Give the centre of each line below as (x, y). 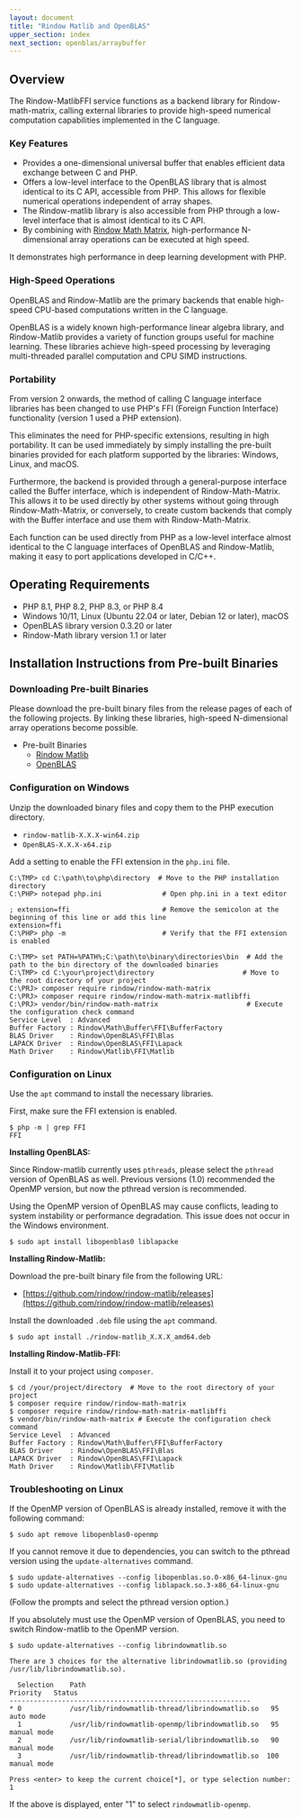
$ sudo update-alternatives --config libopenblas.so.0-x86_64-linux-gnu (148, 1577)
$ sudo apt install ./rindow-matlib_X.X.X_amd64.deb (110, 1337)
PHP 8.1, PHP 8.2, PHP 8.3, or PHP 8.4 (93, 606)
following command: (47, 1518)
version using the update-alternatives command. (101, 1561)
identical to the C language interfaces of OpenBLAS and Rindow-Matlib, (142, 547)
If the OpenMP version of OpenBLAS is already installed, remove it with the (148, 1509)
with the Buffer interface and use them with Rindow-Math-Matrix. (130, 520)
